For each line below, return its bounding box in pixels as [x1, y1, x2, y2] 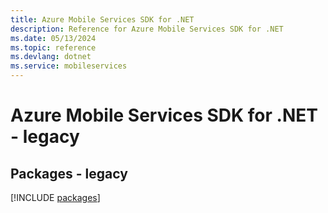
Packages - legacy [10, 165, 128, 182]
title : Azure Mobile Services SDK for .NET [10, 14, 195, 25]
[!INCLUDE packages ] [10, 192, 101, 203]
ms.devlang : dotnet [10, 52, 92, 62]
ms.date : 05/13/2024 [10, 33, 97, 43]
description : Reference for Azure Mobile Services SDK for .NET [10, 24, 284, 34]
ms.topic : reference [10, 42, 97, 53]
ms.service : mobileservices [10, 61, 128, 71]
